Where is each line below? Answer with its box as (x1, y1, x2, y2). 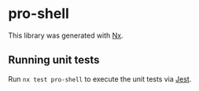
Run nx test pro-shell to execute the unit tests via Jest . (8, 74, 192, 83)
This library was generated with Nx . (8, 31, 123, 40)
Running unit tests (8, 53, 100, 67)
